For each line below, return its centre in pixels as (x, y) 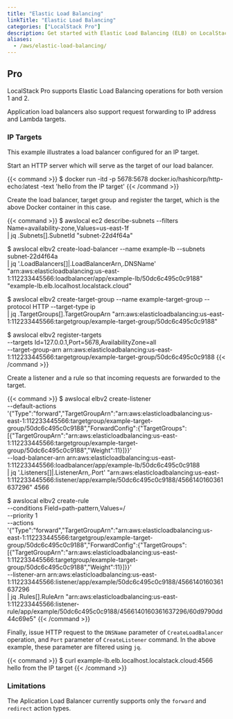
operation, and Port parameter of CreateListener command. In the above (112, 640)
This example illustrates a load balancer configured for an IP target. (103, 152)
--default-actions (32, 406)
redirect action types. (39, 709)
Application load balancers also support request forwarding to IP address (112, 111)
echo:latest (23, 187)
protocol (19, 307)
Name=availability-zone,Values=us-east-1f (68, 228)
